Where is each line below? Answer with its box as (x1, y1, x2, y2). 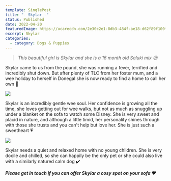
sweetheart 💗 (5, 127, 34, 133)
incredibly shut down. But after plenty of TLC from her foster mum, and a (5, 70, 158, 76)
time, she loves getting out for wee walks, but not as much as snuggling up (5, 106, 162, 112)
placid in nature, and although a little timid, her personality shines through (5, 116, 160, 122)
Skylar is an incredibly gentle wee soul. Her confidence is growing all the (5, 100, 158, 106)
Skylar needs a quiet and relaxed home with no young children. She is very (5, 147, 162, 153)
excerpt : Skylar (5, 31, 40, 36)
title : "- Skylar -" (5, 12, 49, 17)
